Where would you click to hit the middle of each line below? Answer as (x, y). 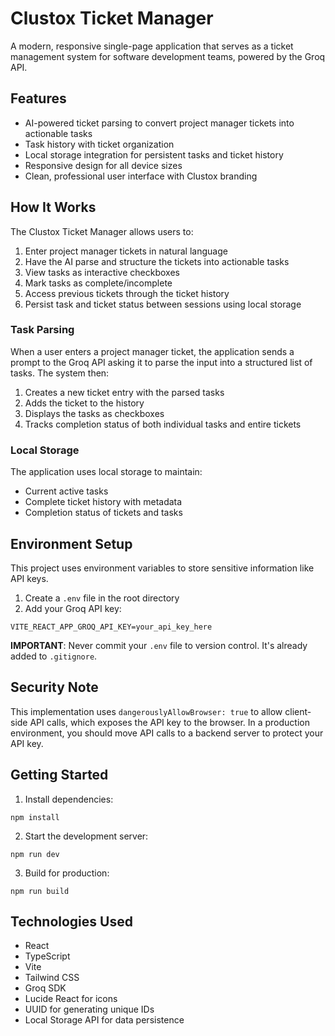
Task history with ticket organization (99, 144)
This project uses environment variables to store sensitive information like (162, 568)
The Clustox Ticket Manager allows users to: (102, 231)
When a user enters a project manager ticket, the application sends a (152, 351)
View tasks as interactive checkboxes (102, 272)
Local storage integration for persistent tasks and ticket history (154, 154)
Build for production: (67, 873)
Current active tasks (66, 491)
